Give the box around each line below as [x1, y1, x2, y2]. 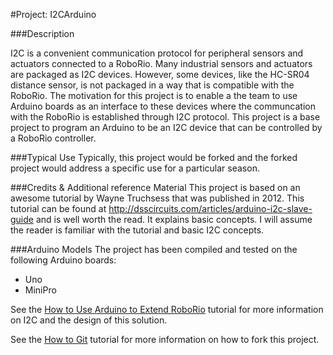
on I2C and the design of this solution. [10, 314, 168, 326]
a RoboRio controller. [10, 132, 97, 144]
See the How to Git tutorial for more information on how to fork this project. [10, 334, 320, 345]
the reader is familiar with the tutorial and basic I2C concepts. [10, 224, 265, 236]
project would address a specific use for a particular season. [10, 162, 260, 174]
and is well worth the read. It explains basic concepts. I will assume [35, 214, 313, 225]
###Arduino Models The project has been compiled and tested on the [10, 244, 298, 255]
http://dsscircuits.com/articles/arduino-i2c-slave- [108, 203, 313, 214]
